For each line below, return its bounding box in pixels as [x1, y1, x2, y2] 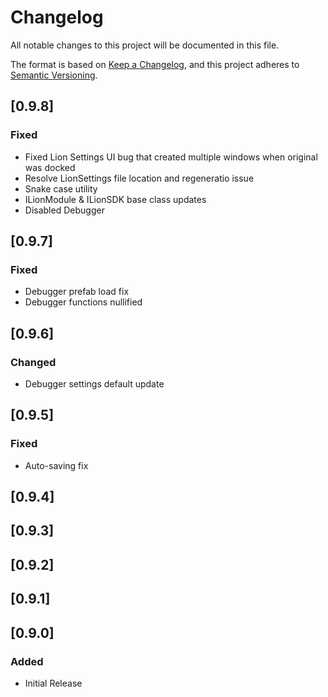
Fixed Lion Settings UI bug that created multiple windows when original [24, 151, 318, 163]
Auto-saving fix [24, 459, 89, 471]
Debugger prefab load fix [24, 286, 130, 298]
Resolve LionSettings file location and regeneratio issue [24, 172, 255, 184]
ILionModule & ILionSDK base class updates [24, 193, 207, 205]
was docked [24, 161, 76, 173]
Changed [10, 355, 57, 369]
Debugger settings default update [24, 378, 165, 390]
